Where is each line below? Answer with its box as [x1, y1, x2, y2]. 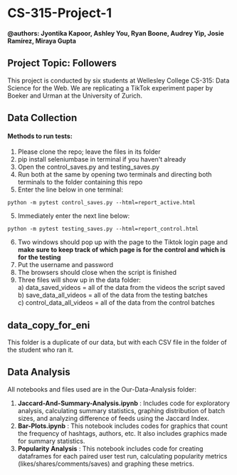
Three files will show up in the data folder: [17, 276, 141, 284]
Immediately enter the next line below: [17, 212, 130, 220]
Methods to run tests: [7, 132, 73, 140]
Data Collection [7, 112, 78, 124]
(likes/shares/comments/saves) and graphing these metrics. [17, 459, 194, 468]
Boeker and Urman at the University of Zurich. [7, 91, 142, 100]
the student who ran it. [7, 345, 74, 354]
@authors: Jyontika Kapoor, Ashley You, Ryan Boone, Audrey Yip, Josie [7, 28, 224, 37]
